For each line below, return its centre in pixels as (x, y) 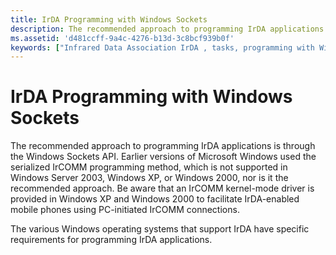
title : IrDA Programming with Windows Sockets (109, 19)
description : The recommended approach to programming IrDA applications (167, 29)
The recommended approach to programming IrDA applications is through (163, 146)
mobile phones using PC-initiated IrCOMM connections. (125, 210)
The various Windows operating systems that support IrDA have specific (160, 229)
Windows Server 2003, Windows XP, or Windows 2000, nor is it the (149, 178)
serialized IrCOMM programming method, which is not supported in (149, 167)
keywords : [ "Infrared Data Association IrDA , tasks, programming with (162, 47)
